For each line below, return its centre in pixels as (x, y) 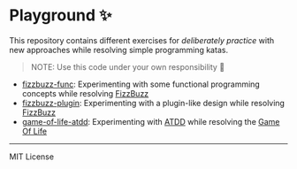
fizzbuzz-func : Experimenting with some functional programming (141, 84)
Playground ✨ (61, 15)
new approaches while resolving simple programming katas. (118, 50)
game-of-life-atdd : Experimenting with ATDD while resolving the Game (151, 121)
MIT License (32, 157)
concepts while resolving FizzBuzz (85, 93)
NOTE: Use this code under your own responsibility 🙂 (128, 66)
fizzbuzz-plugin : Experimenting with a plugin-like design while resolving (153, 103)
